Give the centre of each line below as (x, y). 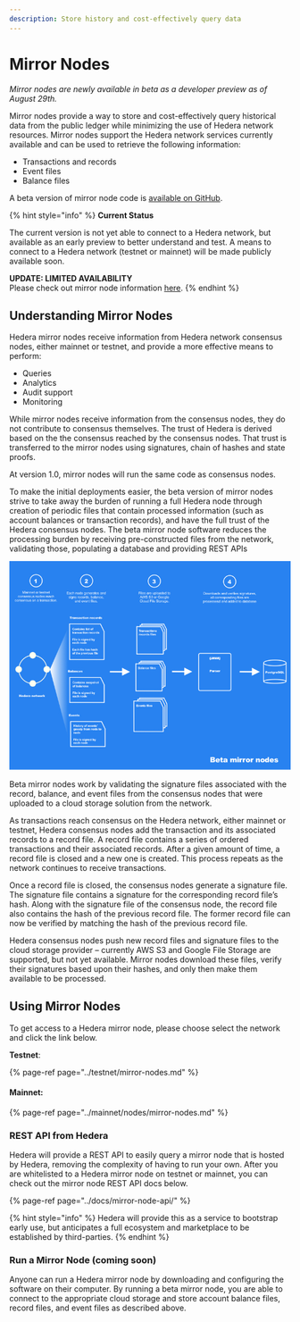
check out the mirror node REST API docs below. (99, 1184)
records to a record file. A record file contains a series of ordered (129, 839)
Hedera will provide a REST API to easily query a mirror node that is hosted (147, 1155)
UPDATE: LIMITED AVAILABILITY (71, 278)
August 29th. (33, 98)
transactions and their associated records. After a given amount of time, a (145, 849)
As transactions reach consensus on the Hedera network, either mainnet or (148, 820)
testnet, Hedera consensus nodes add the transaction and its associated (143, 830)
